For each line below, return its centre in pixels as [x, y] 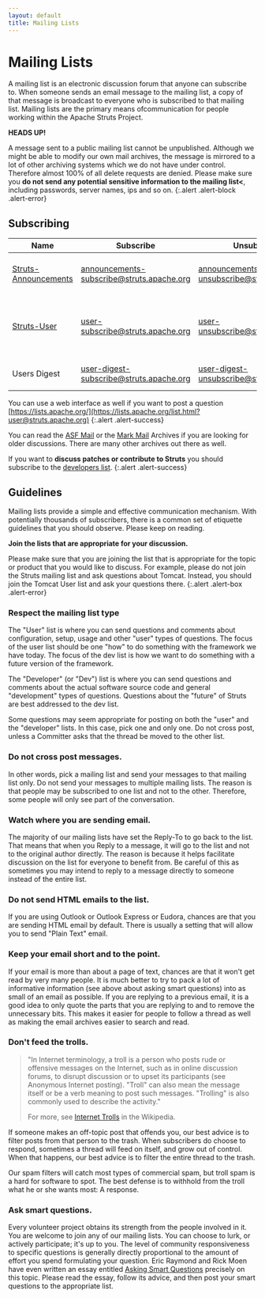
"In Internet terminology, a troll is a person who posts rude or [127, 1059]
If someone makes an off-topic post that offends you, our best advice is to [129, 1132]
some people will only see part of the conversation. [91, 799]
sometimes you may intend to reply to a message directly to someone [121, 870]
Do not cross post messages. [65, 757]
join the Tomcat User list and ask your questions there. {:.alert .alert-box [125, 584]
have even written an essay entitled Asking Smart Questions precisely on [127, 1270]
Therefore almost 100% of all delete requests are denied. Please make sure [130, 173]
